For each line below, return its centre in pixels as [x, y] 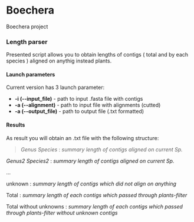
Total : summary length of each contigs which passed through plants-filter [97, 195]
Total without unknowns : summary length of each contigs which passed [94, 206]
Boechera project [27, 26]
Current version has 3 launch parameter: [55, 87]
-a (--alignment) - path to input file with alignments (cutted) [88, 105]
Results [16, 125]
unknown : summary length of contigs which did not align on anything [91, 184]
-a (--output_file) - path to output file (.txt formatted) [79, 111]
